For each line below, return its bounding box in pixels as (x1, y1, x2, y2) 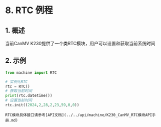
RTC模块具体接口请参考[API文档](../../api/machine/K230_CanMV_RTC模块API (5, 112, 152, 117)
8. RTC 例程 (5, 5, 53, 16)
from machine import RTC (5, 70, 57, 75)
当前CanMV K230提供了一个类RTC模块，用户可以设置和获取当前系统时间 (5, 41, 155, 46)
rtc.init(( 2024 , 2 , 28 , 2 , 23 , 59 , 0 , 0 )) (5, 102, 79, 108)
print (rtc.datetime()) (5, 93, 52, 98)
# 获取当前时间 (5, 88, 32, 93)
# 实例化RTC (5, 79, 28, 84)
